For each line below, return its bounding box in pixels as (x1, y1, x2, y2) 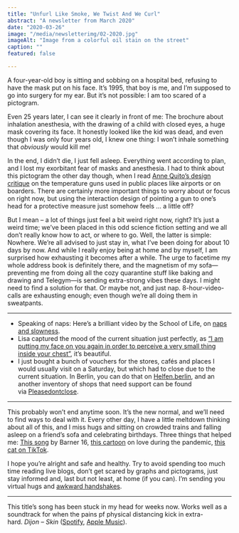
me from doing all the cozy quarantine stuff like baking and (40, 268, 213, 277)
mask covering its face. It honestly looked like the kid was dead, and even (7, 127, 224, 136)
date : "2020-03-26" (7, 23, 65, 31)
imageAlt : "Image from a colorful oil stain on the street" (7, 37, 190, 44)
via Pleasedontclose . (17, 387, 79, 396)
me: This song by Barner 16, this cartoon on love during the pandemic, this (7, 438, 225, 446)
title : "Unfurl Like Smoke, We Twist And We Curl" (7, 10, 161, 18)
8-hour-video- (182, 283, 225, 292)
